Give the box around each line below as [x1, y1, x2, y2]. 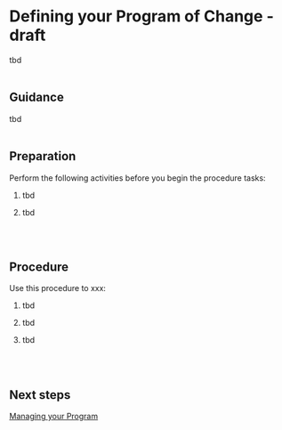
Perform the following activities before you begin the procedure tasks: [9, 172, 266, 183]
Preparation [9, 149, 77, 164]
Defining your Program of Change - [9, 6, 274, 27]
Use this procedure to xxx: [9, 283, 107, 294]
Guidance [9, 90, 64, 105]
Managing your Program [9, 411, 99, 422]
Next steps [9, 387, 71, 402]
